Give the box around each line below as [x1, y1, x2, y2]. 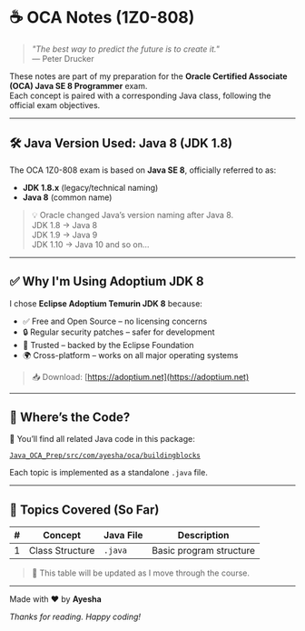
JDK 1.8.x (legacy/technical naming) [22, 182, 159, 193]
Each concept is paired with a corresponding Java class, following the [9, 90, 271, 101]
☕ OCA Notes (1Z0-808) [9, 7, 195, 28]
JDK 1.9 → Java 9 [31, 229, 98, 240]
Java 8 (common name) [22, 192, 113, 203]
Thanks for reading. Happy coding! [9, 611, 142, 623]
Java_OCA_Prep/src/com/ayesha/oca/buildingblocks [9, 451, 202, 460]
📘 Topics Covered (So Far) [9, 502, 160, 517]
